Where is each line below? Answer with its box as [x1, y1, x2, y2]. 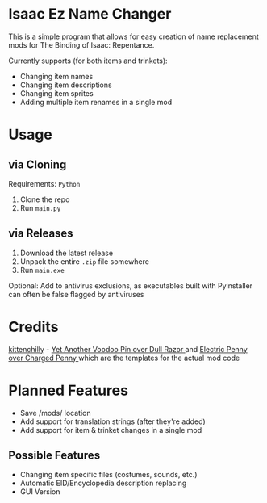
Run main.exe [19, 265, 65, 275]
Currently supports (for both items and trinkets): [8, 56, 168, 65]
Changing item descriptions [19, 80, 112, 90]
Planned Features [8, 381, 129, 400]
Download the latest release [19, 248, 114, 258]
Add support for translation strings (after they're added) [19, 417, 206, 426]
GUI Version [19, 487, 60, 497]
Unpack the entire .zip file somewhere [19, 256, 149, 266]
